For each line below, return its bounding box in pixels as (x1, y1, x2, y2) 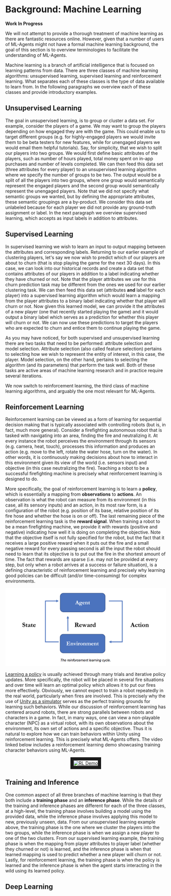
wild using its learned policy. (5, 867, 65, 874)
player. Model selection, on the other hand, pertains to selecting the (5, 356, 148, 362)
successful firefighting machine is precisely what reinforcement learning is (5, 471, 162, 477)
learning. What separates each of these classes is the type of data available (5, 78, 165, 84)
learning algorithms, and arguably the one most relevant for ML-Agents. (5, 388, 156, 394)
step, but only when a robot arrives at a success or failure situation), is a (5, 562, 157, 568)
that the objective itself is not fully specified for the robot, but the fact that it (5, 535, 165, 541)
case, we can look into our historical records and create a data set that (5, 265, 154, 271)
